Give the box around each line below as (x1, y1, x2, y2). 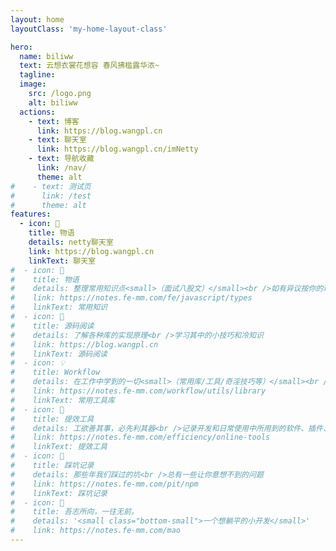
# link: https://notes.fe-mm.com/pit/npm (10, 479, 199, 489)
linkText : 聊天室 (28, 256, 96, 266)
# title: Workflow (10, 367, 101, 378)
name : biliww (19, 51, 74, 61)
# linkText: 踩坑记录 (10, 488, 108, 498)
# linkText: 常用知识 (10, 302, 108, 313)
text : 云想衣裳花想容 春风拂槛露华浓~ (19, 61, 160, 71)
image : (19, 79, 47, 90)
